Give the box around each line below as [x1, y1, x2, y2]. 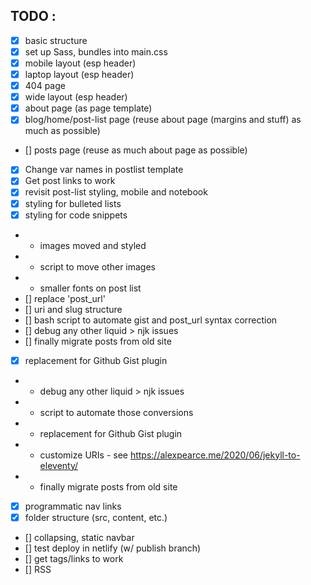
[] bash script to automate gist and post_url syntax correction [24, 314, 278, 326]
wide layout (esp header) [24, 91, 128, 103]
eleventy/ [39, 459, 79, 471]
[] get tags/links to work [24, 552, 124, 564]
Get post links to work [24, 175, 116, 187]
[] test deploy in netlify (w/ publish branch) [24, 542, 202, 554]
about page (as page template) [24, 102, 153, 114]
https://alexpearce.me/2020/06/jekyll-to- [129, 449, 301, 461]
